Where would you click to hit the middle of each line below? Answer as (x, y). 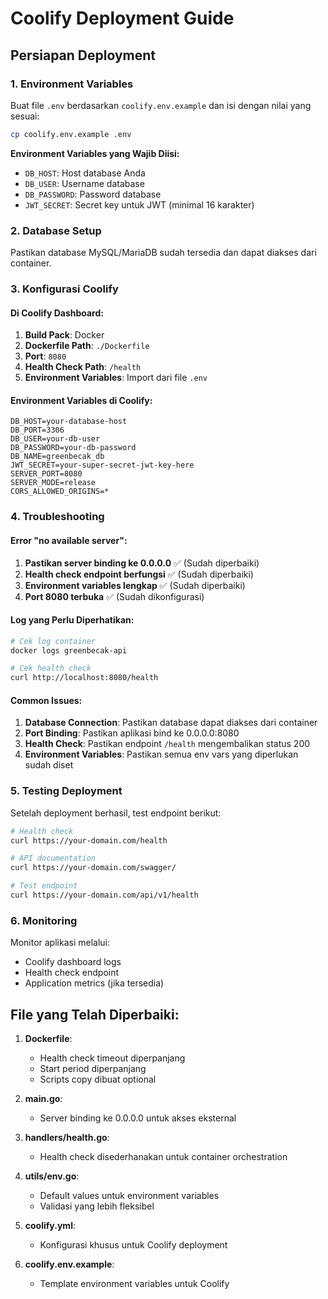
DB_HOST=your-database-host (69, 422)
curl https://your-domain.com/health (89, 840)
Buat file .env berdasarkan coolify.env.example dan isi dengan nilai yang (161, 105)
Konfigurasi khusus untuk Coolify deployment (133, 1245)
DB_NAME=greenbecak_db (57, 457)
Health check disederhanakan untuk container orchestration (163, 1157)
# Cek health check (51, 668)
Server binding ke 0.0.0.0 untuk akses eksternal (138, 1118)
